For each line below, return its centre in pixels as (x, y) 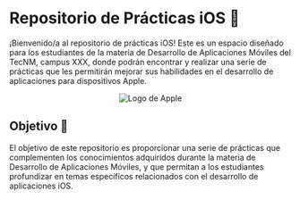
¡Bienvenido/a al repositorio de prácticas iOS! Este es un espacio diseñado (146, 43)
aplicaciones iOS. (41, 186)
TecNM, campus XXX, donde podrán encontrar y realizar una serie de (138, 62)
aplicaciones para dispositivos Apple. (78, 80)
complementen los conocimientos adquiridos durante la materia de (133, 157)
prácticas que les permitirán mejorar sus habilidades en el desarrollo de (141, 71)
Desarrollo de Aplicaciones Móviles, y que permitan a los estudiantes (137, 167)
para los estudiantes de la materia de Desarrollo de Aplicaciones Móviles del (150, 52)
